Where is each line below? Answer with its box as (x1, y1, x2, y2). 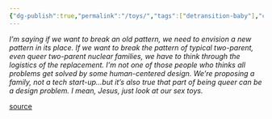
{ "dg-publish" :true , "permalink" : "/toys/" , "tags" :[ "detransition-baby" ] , (9, 11, 259, 20)
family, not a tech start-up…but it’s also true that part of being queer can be (9, 77, 262, 87)
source (9, 101, 33, 111)
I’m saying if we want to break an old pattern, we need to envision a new (9, 34, 252, 44)
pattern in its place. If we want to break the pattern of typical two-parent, (9, 42, 253, 53)
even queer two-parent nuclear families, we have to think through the (9, 51, 241, 61)
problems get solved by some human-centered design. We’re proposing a (9, 68, 255, 78)
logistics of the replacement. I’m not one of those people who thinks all (9, 60, 245, 70)
